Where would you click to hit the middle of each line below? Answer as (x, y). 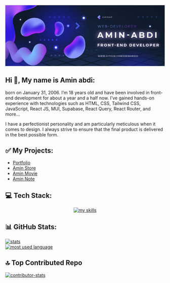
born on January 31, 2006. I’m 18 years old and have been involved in (77, 92)
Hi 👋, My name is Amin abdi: (50, 80)
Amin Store (24, 168)
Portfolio (22, 163)
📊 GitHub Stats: (31, 227)
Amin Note (24, 179)
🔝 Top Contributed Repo (44, 263)
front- (157, 92)
